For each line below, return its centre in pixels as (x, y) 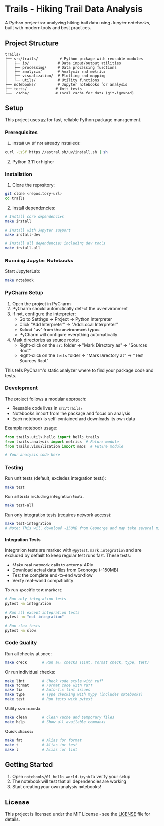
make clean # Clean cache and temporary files (60, 718)
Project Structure (32, 43)
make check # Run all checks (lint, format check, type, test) (77, 662)
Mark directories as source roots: (45, 340)
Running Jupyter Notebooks (39, 260)
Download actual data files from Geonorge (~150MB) (65, 570)
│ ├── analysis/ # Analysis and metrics (55, 71)
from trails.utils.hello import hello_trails (52, 437)
